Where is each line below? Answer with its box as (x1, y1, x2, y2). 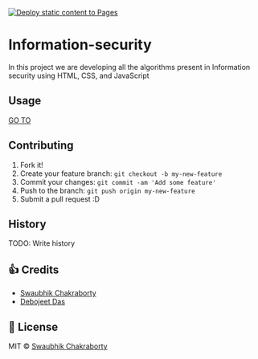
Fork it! (19, 160, 44, 169)
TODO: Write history (8, 239, 76, 248)
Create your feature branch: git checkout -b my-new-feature (19, 169, 223, 178)
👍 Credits (8, 263, 59, 276)
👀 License (8, 320, 59, 333)
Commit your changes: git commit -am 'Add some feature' (19, 177, 217, 186)
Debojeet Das (19, 297, 66, 307)
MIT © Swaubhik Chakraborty (8, 341, 108, 351)
